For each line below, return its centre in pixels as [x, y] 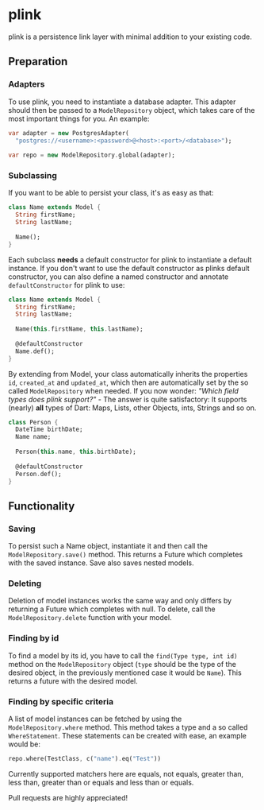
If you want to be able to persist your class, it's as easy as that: [111, 193]
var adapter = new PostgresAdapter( [69, 133]
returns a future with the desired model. [73, 680]
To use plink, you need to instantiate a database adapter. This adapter [122, 102]
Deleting [25, 583]
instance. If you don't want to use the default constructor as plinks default [129, 268]
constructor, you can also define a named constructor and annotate [119, 277]
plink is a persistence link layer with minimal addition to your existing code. [130, 37]
